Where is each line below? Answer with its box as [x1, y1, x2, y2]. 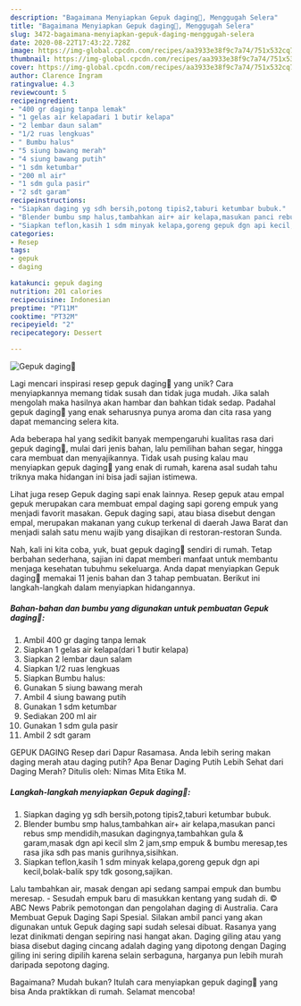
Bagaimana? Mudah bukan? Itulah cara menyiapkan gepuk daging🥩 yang [10, 976, 278, 987]
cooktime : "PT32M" [10, 312, 79, 321]
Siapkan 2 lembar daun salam [22, 654, 133, 664]
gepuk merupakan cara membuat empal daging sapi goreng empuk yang [10, 498, 279, 509]
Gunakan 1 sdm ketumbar [22, 701, 117, 712]
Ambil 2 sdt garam [22, 730, 92, 740]
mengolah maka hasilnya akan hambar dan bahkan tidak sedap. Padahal [10, 397, 276, 408]
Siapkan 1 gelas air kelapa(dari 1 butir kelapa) [22, 644, 189, 655]
